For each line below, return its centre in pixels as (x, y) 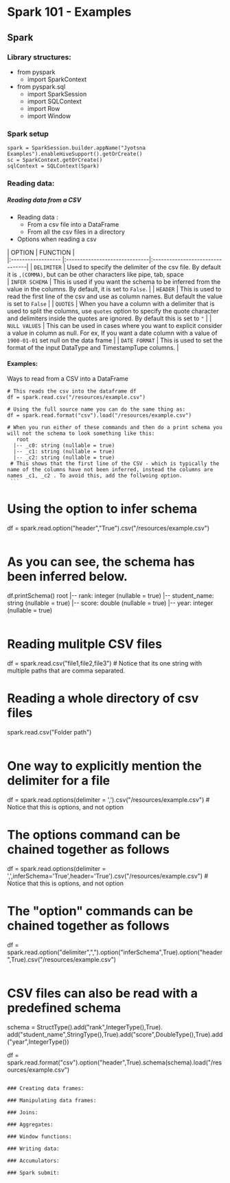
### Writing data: (33, 1149)
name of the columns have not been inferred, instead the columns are (110, 470)
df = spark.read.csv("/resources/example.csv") (77, 398)
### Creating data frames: (46, 1088)
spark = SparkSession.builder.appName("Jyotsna (77, 148)
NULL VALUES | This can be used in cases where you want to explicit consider (115, 326)
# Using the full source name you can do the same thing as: (96, 410)
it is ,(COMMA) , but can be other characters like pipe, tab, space (95, 275)
